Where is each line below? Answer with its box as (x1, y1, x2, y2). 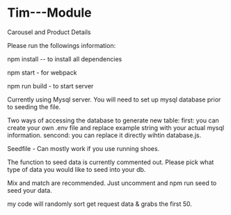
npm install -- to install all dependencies (7, 54, 122, 63)
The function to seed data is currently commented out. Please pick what (7, 158, 214, 166)
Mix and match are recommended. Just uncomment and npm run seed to (7, 179, 217, 187)
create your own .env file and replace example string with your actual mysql (7, 123, 225, 132)
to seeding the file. (7, 102, 61, 111)
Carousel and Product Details (7, 28, 92, 36)
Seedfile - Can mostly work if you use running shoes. (7, 144, 160, 152)
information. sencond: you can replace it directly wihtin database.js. (7, 131, 202, 139)
